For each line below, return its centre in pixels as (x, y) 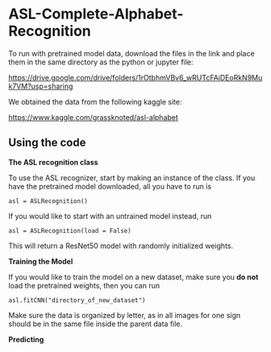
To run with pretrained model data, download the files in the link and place (132, 53)
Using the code (47, 143)
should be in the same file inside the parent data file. (96, 324)
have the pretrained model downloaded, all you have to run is (110, 186)
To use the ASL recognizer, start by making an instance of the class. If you (132, 177)
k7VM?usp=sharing (41, 86)
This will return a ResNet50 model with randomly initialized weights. (121, 246)
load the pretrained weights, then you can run (84, 285)
